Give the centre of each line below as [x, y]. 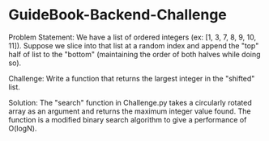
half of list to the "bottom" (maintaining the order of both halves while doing [134, 54]
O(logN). [23, 128]
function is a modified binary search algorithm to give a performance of [128, 119]
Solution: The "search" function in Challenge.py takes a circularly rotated [130, 102]
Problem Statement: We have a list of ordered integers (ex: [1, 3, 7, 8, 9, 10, [132, 37]
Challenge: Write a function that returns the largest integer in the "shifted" [132, 78]
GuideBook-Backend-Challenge [117, 15]
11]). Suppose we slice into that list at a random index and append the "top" [134, 45]
